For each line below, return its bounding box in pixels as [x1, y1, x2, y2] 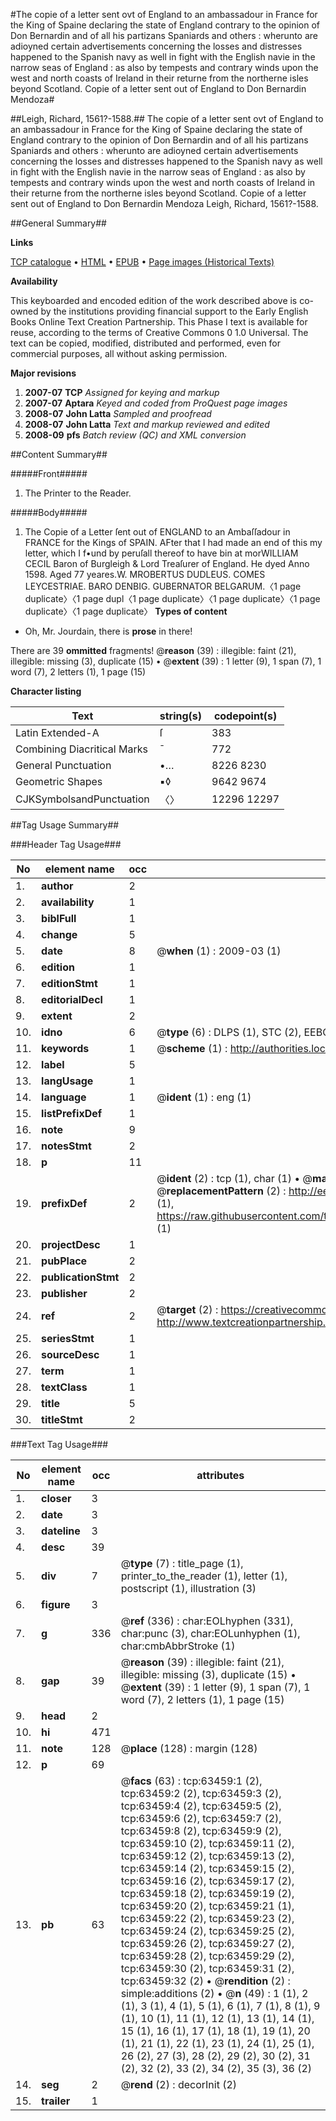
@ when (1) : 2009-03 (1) [156, 944, 282, 958]
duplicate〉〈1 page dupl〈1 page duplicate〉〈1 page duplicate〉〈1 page [24, 593, 321, 604]
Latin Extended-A [15, 726, 100, 739]
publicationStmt [41, 1270, 120, 1284]
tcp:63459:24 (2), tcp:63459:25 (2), [120, 1924, 295, 1938]
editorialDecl [41, 993, 103, 1006]
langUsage [41, 1074, 94, 1088]
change [41, 928, 78, 941]
